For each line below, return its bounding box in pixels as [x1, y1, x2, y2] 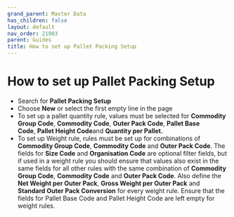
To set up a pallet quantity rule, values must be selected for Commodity [17, 111, 226, 120]
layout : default [7, 23, 55, 30]
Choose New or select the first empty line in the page [17, 104, 173, 113]
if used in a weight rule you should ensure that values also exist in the [17, 156, 219, 165]
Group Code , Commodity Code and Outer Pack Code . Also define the [17, 171, 221, 180]
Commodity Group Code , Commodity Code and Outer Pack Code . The [17, 142, 226, 150]
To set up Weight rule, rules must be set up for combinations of [17, 134, 201, 142]
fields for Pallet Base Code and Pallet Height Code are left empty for [17, 194, 215, 202]
